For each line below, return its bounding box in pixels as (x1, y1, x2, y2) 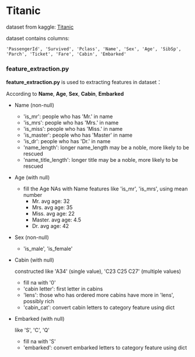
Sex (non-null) (14, 234, 50, 241)
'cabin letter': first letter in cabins (23, 285, 103, 293)
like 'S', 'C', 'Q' (14, 327, 50, 334)
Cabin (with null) (14, 257, 54, 264)
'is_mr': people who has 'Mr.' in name (23, 113, 113, 120)
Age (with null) (14, 174, 50, 181)
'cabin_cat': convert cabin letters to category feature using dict (23, 304, 175, 311)
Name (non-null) (14, 102, 54, 109)
